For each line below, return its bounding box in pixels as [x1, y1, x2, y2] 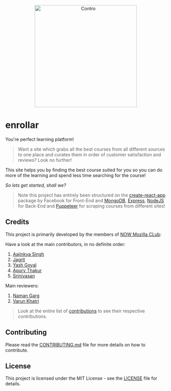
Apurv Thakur [12, 267, 42, 273]
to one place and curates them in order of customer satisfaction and [17, 151, 161, 158]
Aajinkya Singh [12, 251, 44, 257]
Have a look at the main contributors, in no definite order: [5, 241, 126, 247]
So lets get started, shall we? [5, 182, 66, 188]
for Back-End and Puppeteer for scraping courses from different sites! [17, 203, 165, 209]
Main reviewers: [5, 282, 39, 288]
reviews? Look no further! [17, 157, 72, 163]
